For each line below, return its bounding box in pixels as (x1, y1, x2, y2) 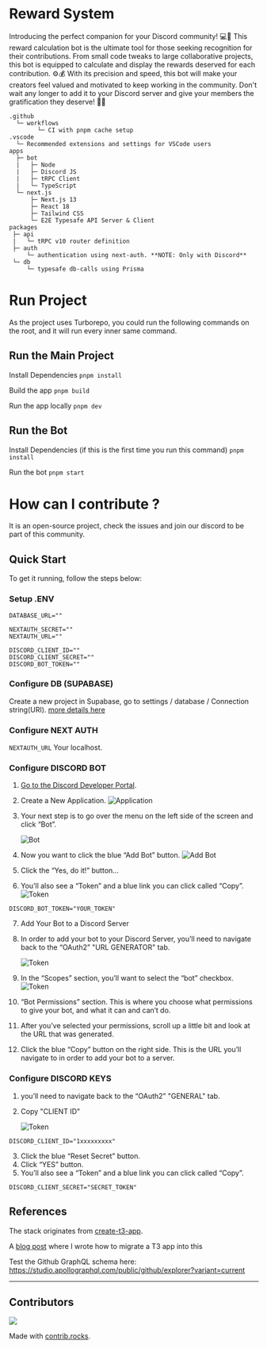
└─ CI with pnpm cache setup (37, 126, 134, 134)
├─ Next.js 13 (29, 195, 78, 203)
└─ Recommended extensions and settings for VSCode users (16, 140, 212, 148)
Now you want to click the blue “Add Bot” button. (20, 851, 181, 860)
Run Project (9, 291, 87, 309)
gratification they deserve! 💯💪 (9, 97, 106, 106)
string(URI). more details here (9, 705, 105, 714)
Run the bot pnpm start (9, 467, 85, 477)
